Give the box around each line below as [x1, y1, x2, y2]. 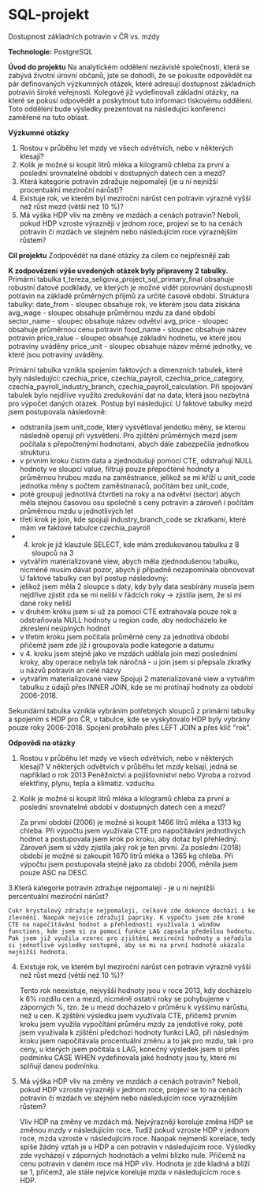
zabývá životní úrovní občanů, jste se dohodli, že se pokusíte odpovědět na [8, 70, 252, 80]
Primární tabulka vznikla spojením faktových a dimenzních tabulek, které [8, 365, 243, 374]
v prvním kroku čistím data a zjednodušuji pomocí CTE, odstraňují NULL [19, 455, 254, 465]
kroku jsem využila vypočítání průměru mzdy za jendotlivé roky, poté [19, 1019, 244, 1028]
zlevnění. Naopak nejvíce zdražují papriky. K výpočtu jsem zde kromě [8, 913, 245, 921]
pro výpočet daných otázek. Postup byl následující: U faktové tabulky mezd [8, 399, 253, 408]
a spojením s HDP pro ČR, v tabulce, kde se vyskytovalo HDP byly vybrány [8, 714, 251, 724]
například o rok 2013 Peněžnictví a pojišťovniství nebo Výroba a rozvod [19, 770, 251, 779]
